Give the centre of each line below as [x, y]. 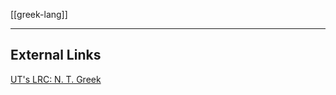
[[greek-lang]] [39, 14]
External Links [56, 55]
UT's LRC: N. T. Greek [56, 79]
